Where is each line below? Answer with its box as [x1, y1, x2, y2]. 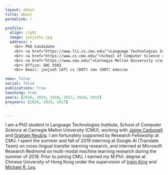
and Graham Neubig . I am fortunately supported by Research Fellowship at [5, 133, 159, 139]
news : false [5, 76, 30, 81]
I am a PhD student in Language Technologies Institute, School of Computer [5, 122, 161, 128]
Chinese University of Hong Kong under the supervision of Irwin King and [5, 159, 156, 165]
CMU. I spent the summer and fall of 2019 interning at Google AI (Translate [5, 138, 159, 144]
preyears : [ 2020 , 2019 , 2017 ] [5, 99, 68, 105]
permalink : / [5, 16, 32, 21]
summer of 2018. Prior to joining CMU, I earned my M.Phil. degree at [5, 154, 146, 160]
